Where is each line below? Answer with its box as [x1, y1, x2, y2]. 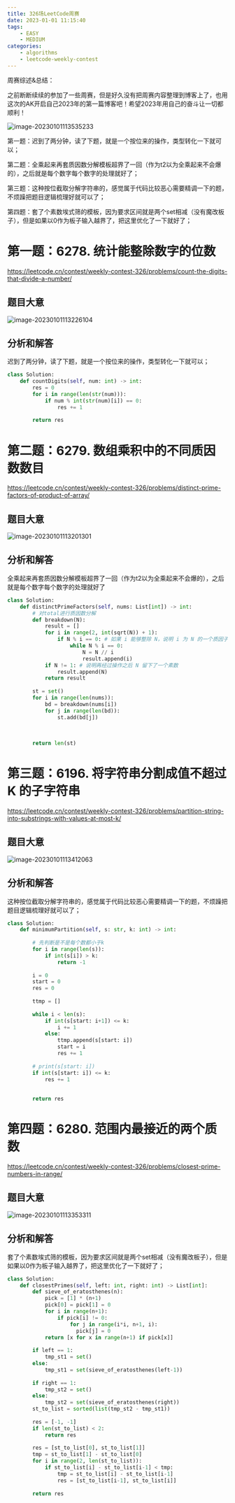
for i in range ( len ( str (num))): [32, 390, 127, 397]
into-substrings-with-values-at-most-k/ [7, 814, 122, 822]
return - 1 [57, 959, 86, 966]
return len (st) [32, 740, 77, 747]
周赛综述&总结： [7, 76, 55, 84]
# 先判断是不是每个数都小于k [32, 939, 105, 947]
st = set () [32, 688, 64, 695]
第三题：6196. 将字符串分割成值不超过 [7, 765, 227, 782]
